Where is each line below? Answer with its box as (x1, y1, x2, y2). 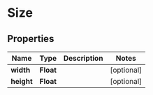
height (10, 77, 33, 86)
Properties (7, 33, 54, 45)
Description (63, 54, 103, 63)
